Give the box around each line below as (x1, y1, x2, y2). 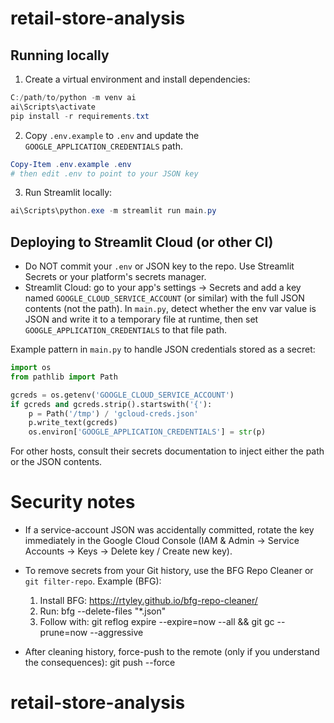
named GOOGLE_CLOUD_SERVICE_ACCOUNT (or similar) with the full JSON (24, 292, 305, 304)
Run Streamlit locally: (24, 187, 113, 199)
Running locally (10, 47, 110, 64)
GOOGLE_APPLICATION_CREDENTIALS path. (24, 140, 183, 152)
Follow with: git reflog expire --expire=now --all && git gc (39, 616, 275, 628)
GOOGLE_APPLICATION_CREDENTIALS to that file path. (24, 324, 228, 336)
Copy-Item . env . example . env (10, 159, 132, 169)
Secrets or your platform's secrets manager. (24, 271, 207, 283)
